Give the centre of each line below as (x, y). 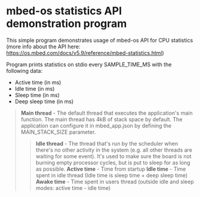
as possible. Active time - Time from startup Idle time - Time (111, 169)
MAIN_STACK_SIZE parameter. (58, 132)
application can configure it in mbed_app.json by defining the (96, 125)
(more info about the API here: (43, 47)
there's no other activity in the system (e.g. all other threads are (114, 150)
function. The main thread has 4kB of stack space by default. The (101, 119)
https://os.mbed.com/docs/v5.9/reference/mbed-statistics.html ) (85, 53)
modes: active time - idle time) (73, 188)
